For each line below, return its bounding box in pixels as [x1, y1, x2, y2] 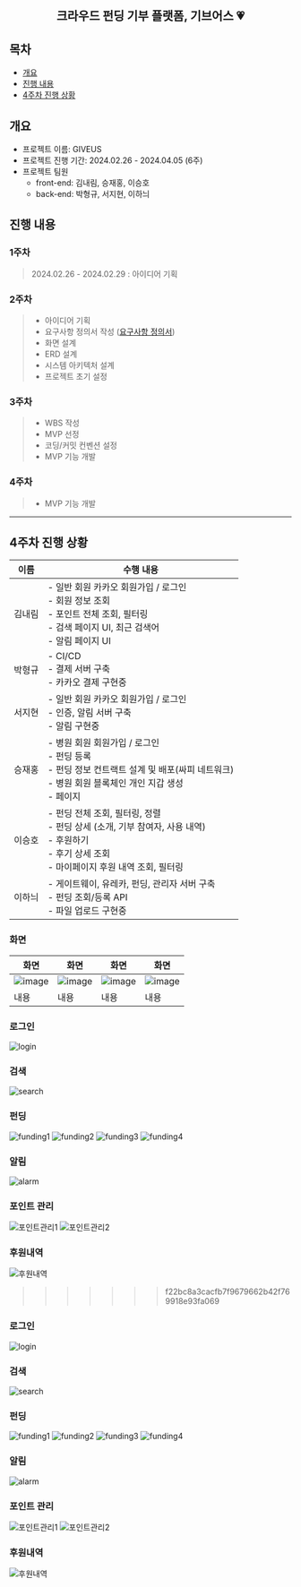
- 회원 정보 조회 [47, 595, 110, 607]
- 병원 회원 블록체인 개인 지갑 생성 [47, 777, 184, 790]
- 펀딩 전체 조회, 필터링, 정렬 [47, 807, 161, 819]
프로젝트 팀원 [21, 167, 69, 177]
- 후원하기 [47, 834, 90, 846]
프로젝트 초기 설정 [44, 371, 107, 382]
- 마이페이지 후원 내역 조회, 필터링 [47, 861, 184, 873]
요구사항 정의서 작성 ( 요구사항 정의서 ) [44, 326, 176, 337]
